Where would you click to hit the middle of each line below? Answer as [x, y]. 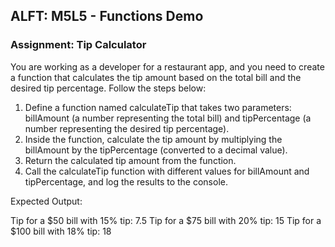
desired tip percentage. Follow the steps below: [108, 88]
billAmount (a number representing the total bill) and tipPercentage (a [168, 118]
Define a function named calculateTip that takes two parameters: [158, 107]
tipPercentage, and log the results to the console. [126, 181]
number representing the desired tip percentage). [127, 128]
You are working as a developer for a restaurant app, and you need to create [167, 66]
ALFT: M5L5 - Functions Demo [107, 16]
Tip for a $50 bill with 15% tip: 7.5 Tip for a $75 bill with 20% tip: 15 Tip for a [166, 220]
